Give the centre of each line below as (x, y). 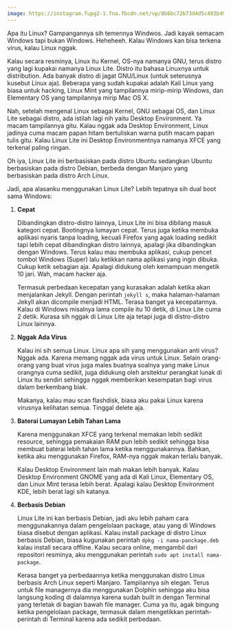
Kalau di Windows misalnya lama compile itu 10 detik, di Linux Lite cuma (119, 309)
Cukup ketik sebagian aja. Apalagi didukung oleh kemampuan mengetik (118, 266)
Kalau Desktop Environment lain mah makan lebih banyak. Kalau (108, 469)
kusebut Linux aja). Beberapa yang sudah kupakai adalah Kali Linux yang (111, 83)
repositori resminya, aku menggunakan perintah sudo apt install (110, 554)
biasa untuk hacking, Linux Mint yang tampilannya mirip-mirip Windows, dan (115, 90)
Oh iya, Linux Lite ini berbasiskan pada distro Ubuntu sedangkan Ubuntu (110, 161)
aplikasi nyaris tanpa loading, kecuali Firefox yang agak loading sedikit (117, 237)
